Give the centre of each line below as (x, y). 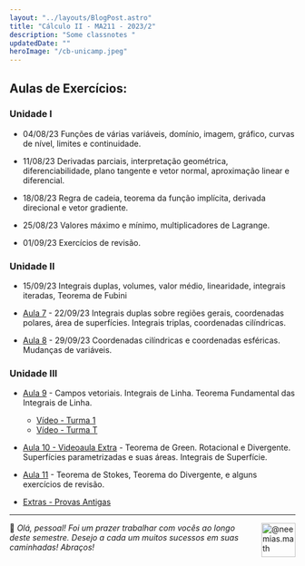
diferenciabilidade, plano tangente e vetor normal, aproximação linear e (156, 171)
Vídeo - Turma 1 (66, 420)
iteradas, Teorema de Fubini (74, 296)
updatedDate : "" (40, 43)
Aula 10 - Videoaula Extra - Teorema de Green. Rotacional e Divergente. (157, 448)
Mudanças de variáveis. (67, 350)
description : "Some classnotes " (73, 34)
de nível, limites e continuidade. (82, 143)
